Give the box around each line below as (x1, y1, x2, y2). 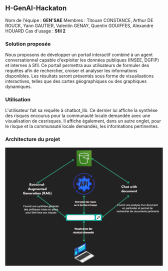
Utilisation (5, 96, 31, 103)
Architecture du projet (5, 136, 60, 143)
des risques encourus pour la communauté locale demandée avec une (5, 112, 150, 119)
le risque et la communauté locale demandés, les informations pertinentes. (5, 123, 159, 129)
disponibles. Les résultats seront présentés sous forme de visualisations (5, 73, 154, 79)
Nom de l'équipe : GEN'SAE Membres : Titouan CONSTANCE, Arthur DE (5, 17, 153, 23)
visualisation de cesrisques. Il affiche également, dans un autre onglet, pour (5, 118, 161, 124)
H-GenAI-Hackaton (5, 4, 67, 12)
